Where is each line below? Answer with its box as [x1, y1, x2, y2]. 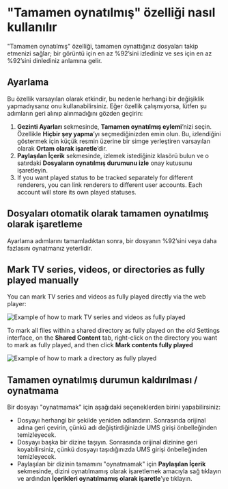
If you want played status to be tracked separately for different [16, 173, 193, 181]
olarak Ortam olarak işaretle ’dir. [16, 144, 107, 152]
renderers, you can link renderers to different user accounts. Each [16, 180, 203, 189]
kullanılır [7, 19, 57, 35]
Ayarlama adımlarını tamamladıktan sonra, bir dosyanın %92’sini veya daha [7, 236, 217, 244]
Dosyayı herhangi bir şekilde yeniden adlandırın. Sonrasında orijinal [16, 416, 206, 425]
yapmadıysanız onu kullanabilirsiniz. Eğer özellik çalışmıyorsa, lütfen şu [7, 101, 207, 110]
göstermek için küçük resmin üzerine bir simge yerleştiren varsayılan [16, 137, 210, 145]
